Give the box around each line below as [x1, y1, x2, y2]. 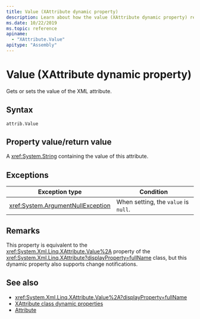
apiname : [6, 31, 28, 37]
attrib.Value [6, 121, 39, 127]
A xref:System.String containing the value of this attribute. [6, 153, 149, 160]
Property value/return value [6, 137, 112, 147]
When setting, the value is [116, 198, 189, 206]
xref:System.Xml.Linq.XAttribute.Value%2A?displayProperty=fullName [14, 293, 187, 300]
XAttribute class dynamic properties [14, 300, 104, 307]
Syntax [6, 105, 33, 115]
